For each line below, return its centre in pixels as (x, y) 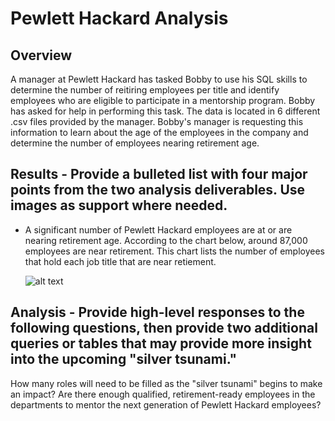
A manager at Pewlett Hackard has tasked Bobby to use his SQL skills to (159, 79)
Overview (41, 55)
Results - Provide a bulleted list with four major (159, 174)
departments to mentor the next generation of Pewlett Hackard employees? (166, 404)
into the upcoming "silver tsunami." (124, 359)
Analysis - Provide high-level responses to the (157, 312)
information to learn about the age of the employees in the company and (159, 132)
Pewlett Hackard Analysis (119, 18)
